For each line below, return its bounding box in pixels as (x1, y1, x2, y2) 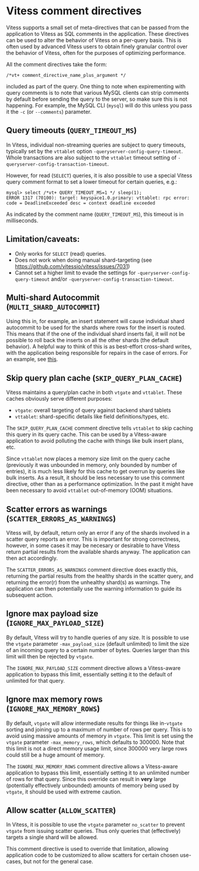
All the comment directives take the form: (6, 61, 108, 68)
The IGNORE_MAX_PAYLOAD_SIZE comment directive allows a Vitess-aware (6, 664, 181, 671)
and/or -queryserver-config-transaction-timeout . (50, 275, 174, 283)
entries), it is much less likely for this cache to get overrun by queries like (6, 468, 185, 475)
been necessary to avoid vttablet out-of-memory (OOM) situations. (6, 487, 173, 494)
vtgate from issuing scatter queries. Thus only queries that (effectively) (6, 827, 181, 835)
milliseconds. (6, 216, 39, 224)
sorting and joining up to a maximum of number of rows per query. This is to (6, 726, 192, 733)
